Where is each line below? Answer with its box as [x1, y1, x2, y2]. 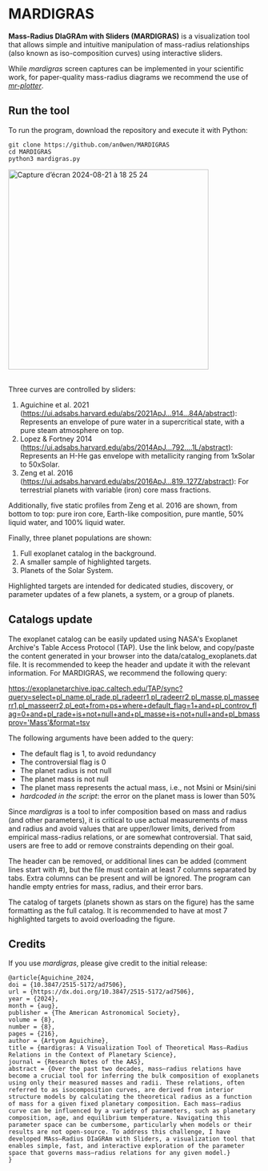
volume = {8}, [8, 1016, 56, 1025]
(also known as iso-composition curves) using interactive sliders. [8, 48, 223, 58]
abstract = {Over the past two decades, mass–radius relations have [8, 1065, 242, 1073]
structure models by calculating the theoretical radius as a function [8, 1093, 252, 1101]
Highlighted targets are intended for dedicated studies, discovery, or [8, 581, 234, 591]
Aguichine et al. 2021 [19, 399, 90, 409]
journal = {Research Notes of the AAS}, [8, 1058, 146, 1066]
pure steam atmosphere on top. [19, 425, 124, 435]
